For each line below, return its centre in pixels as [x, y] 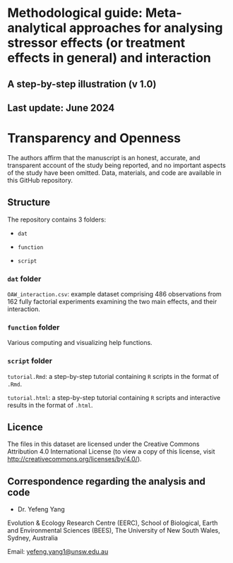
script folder [30, 361]
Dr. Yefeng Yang [41, 509]
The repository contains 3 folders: [57, 219]
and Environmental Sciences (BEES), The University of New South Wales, [114, 531]
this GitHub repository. [40, 180]
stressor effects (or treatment [96, 43]
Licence [25, 427]
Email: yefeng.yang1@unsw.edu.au [58, 552]
